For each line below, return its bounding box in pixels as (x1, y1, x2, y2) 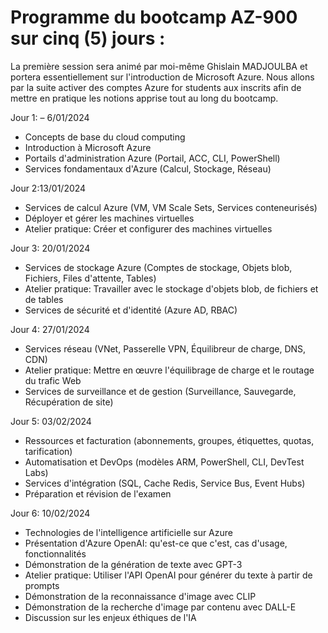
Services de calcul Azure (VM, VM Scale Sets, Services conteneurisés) (24, 201, 318, 213)
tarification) (24, 445, 73, 457)
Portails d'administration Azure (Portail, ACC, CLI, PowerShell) (24, 152, 281, 164)
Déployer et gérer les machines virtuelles (24, 212, 195, 224)
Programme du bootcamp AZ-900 (10, 6, 298, 29)
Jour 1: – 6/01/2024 (10, 111, 90, 123)
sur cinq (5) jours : (10, 27, 166, 50)
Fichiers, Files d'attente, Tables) (24, 272, 157, 284)
